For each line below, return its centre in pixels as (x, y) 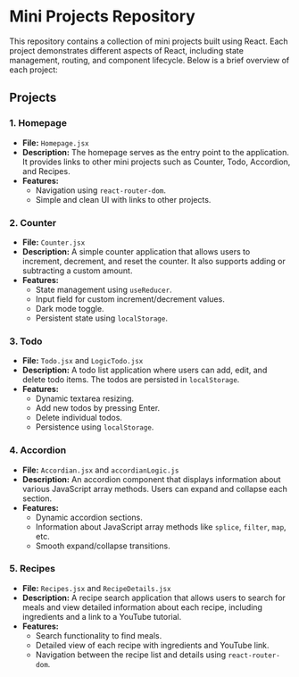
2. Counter (33, 222)
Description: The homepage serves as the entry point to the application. (156, 152)
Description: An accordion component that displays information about (151, 479)
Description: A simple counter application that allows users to (136, 251)
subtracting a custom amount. (77, 271)
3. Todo (26, 341)
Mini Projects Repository (103, 17)
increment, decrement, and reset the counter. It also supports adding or (154, 261)
